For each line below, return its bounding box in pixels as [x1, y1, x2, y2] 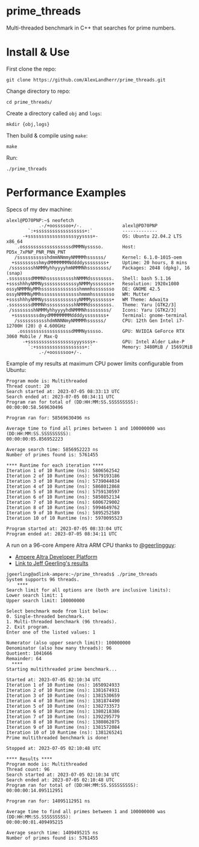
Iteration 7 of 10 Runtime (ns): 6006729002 [6, 499, 120, 505]
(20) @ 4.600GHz [25, 323, 66, 329]
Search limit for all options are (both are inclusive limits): [6, 587, 171, 593]
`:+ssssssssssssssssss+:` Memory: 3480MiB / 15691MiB [28, 344, 193, 350]
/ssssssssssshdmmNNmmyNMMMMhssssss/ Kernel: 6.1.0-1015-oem [14, 254, 182, 260]
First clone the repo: [6, 65, 57, 72]
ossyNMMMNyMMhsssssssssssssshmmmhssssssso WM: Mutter [6, 291, 150, 297]
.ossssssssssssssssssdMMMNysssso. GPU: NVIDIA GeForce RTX [17, 328, 185, 334]
